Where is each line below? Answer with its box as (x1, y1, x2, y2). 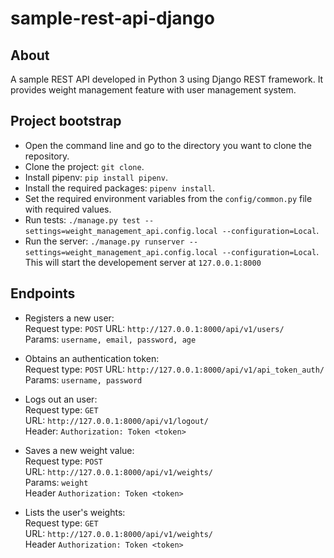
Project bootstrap (10, 113, 122, 130)
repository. (24, 150, 70, 162)
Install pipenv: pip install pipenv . (24, 171, 168, 183)
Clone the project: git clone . (24, 160, 145, 172)
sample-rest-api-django (10, 7, 215, 30)
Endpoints (10, 285, 76, 302)
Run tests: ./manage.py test (24, 213, 141, 226)
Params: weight (24, 476, 89, 488)
